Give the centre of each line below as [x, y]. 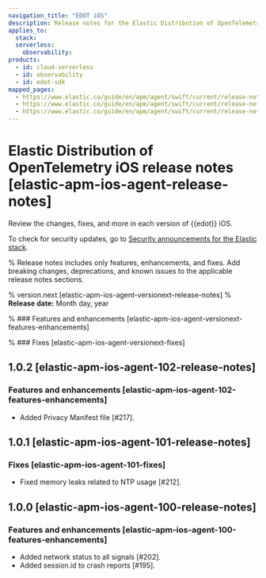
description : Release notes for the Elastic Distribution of [111, 23]
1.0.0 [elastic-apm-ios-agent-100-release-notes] [132, 507]
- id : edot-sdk [40, 82]
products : [25, 60]
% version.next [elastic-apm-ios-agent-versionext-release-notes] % [120, 295]
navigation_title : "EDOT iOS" [58, 15]
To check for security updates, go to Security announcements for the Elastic [133, 238]
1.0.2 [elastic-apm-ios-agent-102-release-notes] [132, 367]
